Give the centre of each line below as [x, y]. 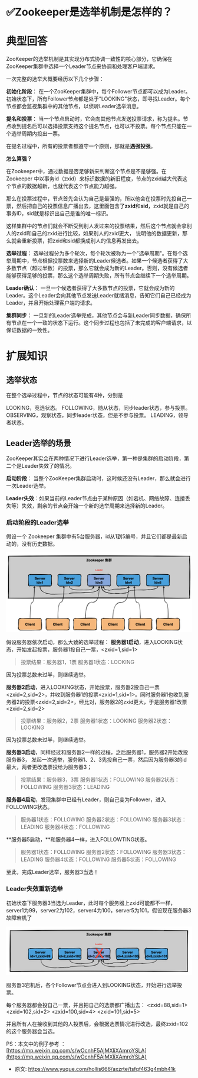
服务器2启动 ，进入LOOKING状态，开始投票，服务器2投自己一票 [83, 687]
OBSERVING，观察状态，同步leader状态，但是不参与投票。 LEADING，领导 [97, 415]
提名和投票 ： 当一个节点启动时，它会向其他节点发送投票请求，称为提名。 [95, 119]
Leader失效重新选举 [34, 889]
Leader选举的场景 [39, 443]
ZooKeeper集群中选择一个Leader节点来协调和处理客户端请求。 [82, 66]
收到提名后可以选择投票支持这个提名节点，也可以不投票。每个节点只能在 [99, 126]
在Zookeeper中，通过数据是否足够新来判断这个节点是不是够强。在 [86, 171]
